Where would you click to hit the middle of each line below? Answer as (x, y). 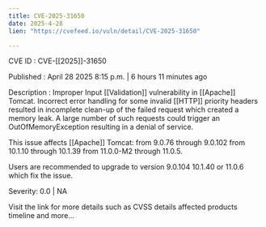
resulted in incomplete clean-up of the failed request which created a (124, 109)
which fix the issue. (41, 176)
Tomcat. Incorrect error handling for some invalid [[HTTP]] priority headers (133, 101)
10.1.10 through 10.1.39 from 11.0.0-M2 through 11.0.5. (96, 152)
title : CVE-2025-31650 (46, 16)
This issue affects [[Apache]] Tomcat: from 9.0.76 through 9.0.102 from (127, 143)
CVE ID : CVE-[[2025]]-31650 (57, 61)
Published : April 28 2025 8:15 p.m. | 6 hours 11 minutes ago (108, 77)
